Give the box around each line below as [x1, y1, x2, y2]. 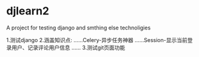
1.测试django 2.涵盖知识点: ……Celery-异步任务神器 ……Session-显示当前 [6, 36, 188, 43]
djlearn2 [6, 4, 50, 18]
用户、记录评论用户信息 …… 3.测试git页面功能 [11, 44, 126, 51]
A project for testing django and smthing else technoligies [6, 24, 151, 31]
